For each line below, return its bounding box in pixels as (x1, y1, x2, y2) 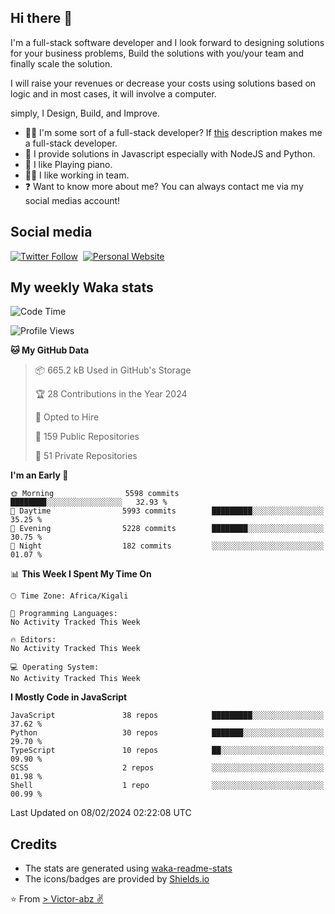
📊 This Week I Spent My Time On (10, 568, 152, 580)
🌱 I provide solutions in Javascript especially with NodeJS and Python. (24, 147, 316, 160)
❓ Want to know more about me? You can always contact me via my (24, 180, 304, 192)
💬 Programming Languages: (10, 609, 118, 619)
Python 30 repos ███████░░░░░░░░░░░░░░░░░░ (10, 728, 325, 738)
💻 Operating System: (10, 662, 100, 673)
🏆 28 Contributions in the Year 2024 (34, 388, 188, 400)
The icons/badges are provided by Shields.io (24, 873, 210, 885)
